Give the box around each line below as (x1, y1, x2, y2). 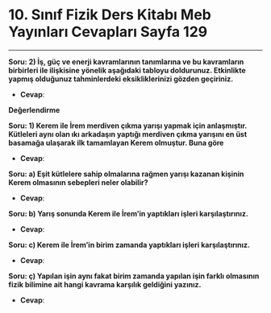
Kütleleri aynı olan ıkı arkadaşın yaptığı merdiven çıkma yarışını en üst (8, 129, 248, 138)
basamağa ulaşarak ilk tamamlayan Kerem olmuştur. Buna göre (8, 138, 224, 147)
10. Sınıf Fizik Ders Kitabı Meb (8, 6, 211, 24)
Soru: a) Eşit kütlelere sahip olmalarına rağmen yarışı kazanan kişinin (8, 169, 244, 179)
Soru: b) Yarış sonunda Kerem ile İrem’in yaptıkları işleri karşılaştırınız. (8, 208, 248, 218)
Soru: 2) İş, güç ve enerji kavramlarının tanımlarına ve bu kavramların (8, 56, 244, 66)
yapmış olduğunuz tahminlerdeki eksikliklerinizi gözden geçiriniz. (8, 74, 234, 84)
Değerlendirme (8, 105, 60, 114)
